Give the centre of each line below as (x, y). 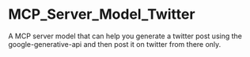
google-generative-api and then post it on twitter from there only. (115, 44)
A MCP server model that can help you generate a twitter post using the (125, 36)
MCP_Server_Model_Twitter (102, 14)
